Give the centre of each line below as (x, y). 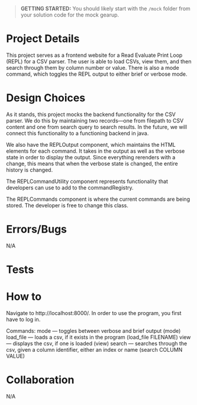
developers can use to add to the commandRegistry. (70, 187)
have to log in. (23, 319)
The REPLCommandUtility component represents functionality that (87, 181)
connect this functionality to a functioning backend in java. (77, 133)
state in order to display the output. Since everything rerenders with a (91, 157)
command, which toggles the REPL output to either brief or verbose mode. (97, 74)
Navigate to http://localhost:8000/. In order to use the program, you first (94, 313)
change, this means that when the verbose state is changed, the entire (92, 163)
